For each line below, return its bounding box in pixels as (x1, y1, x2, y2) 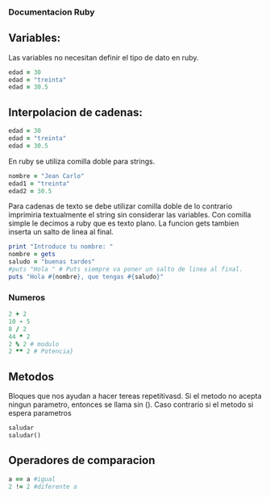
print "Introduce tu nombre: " (8, 242, 114, 251)
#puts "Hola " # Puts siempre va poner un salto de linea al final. (8, 265, 243, 274)
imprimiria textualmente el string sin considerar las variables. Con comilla (8, 210, 251, 220)
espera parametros (8, 408, 72, 418)
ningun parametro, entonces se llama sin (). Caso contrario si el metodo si (8, 400, 254, 409)
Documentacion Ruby (8, 6, 95, 18)
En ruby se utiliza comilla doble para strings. (8, 156, 156, 166)
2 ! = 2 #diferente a (8, 483, 78, 491)
